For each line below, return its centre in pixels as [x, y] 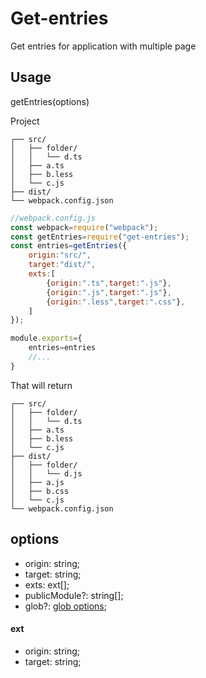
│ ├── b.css [40, 491]
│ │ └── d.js [46, 473]
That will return [41, 385]
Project [25, 121]
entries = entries [62, 348]
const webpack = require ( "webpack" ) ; [84, 227]
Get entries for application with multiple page [103, 46]
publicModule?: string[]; [74, 595]
